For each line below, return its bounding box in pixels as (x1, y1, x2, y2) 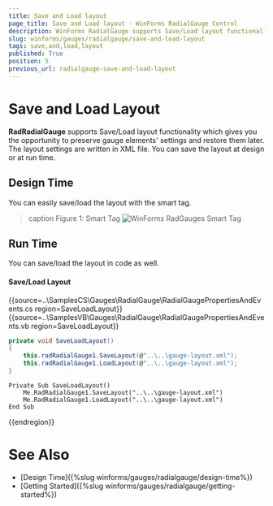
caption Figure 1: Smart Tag (28, 213, 120, 223)
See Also (8, 446, 70, 464)
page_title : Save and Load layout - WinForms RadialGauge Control (8, 19, 238, 28)
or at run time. (8, 152, 56, 162)
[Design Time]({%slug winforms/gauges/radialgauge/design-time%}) (19, 472, 253, 482)
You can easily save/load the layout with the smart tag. (8, 197, 192, 207)
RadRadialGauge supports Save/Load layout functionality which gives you (8, 127, 258, 136)
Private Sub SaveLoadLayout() (8, 381, 111, 390)
